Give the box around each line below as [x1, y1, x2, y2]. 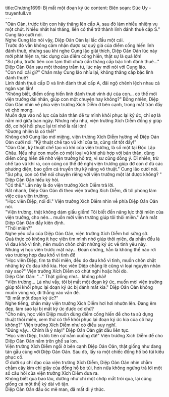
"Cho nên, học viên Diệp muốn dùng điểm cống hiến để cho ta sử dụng [5, 311, 153, 317]
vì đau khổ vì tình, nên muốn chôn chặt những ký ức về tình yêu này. [5, 241, 147, 247]
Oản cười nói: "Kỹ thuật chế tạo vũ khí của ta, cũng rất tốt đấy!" [5, 139, 137, 145]
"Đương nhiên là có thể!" [5, 128, 57, 134]
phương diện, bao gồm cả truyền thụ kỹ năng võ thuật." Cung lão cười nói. [5, 166, 159, 172]
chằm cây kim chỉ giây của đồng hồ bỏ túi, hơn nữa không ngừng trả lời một [5, 365, 162, 371]
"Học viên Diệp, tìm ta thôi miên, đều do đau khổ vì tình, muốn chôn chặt [5, 257, 156, 263]
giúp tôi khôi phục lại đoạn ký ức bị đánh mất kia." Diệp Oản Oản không [5, 284, 153, 290]
